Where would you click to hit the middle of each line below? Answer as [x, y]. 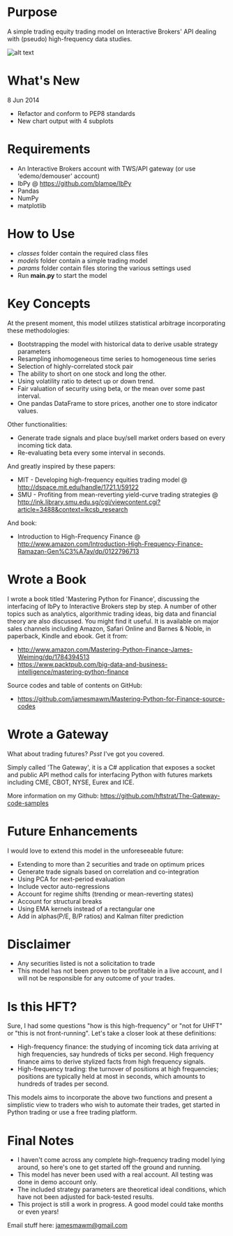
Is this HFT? [42, 1007]
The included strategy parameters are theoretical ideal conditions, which [122, 1190]
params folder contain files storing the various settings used [104, 268]
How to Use [41, 234]
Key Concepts [49, 303]
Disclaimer [39, 944]
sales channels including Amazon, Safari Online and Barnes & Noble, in [109, 628]
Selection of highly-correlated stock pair [75, 366]
